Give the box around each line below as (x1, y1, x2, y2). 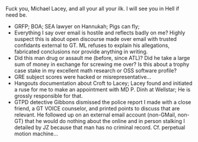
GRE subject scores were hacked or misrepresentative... (14, 74, 152, 80)
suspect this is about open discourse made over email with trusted (14, 36, 177, 42)
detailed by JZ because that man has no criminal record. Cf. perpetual (14, 124, 186, 131)
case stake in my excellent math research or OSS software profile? (14, 67, 177, 74)
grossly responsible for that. (14, 92, 84, 99)
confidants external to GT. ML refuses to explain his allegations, (14, 42, 170, 49)
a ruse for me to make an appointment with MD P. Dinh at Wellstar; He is (14, 86, 191, 93)
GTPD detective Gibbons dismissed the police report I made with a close (14, 99, 191, 106)
